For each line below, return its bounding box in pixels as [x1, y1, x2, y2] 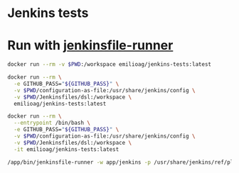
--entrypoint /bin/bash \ [14, 119, 91, 127]
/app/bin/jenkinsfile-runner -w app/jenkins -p [7, 158, 152, 166]
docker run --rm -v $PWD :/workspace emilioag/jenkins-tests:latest [7, 61, 212, 68]
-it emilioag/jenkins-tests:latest [14, 145, 119, 153]
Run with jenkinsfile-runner [7, 38, 174, 54]
